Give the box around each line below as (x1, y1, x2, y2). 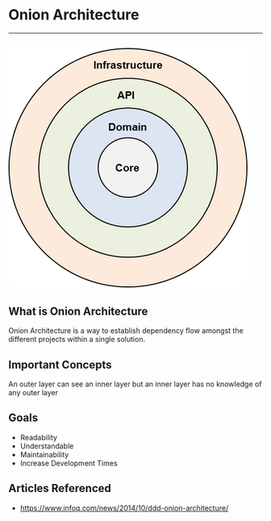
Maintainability (19, 449, 69, 459)
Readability (19, 432, 58, 442)
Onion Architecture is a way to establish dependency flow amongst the (8, 326, 244, 336)
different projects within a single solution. (8, 335, 146, 344)
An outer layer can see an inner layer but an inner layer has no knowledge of (8, 379, 262, 389)
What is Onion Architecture (8, 304, 148, 318)
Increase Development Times (19, 458, 119, 468)
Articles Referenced (8, 481, 111, 495)
